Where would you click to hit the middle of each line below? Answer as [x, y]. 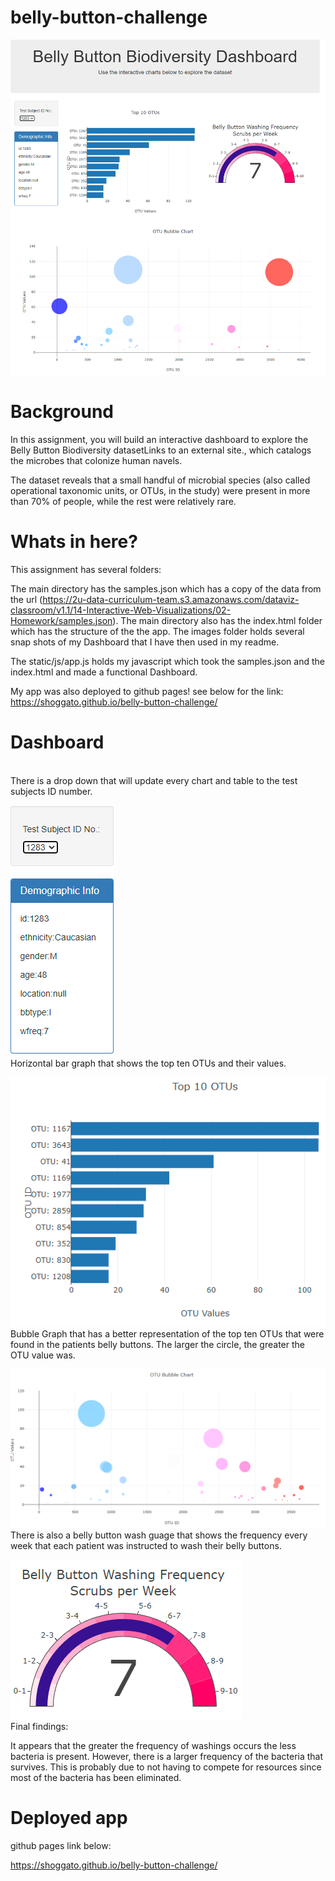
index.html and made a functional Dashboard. [104, 672]
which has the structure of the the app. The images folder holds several [157, 631]
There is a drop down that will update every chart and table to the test [154, 780]
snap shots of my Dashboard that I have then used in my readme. [145, 642]
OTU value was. [43, 1355]
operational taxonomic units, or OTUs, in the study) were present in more [160, 490]
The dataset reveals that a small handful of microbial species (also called [160, 480]
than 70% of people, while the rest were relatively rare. [123, 501]
